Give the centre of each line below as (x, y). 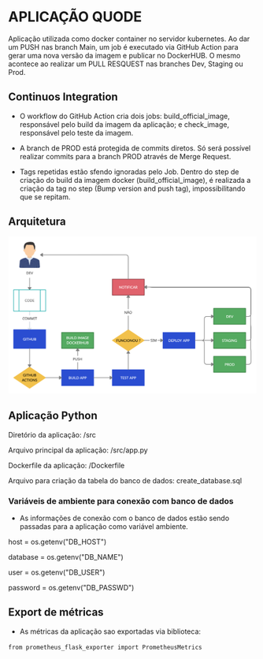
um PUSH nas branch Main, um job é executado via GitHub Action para (123, 47)
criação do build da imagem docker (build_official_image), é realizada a (135, 180)
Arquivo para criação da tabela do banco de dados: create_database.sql (125, 480)
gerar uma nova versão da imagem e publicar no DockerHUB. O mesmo (124, 55)
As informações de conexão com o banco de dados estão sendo (124, 518)
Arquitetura (37, 222)
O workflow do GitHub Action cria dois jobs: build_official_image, (125, 116)
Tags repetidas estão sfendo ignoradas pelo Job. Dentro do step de (129, 171)
